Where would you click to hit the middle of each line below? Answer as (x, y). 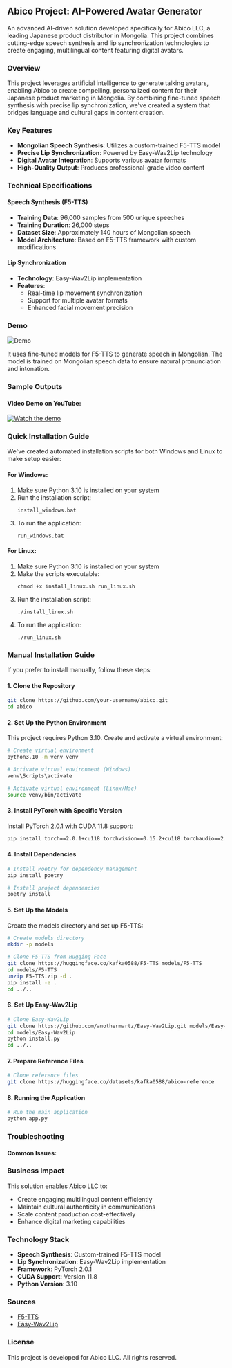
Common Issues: (32, 1153)
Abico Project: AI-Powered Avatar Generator (105, 11)
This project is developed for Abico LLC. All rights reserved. (92, 1357)
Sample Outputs (35, 386)
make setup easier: (34, 459)
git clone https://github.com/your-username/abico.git (88, 701)
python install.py (33, 1039)
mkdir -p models (30, 944)
